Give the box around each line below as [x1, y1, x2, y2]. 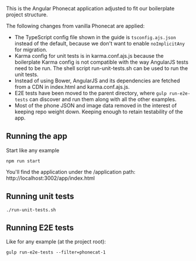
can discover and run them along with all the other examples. [29, 96, 177, 103]
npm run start [6, 158, 41, 164]
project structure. [6, 11, 48, 18]
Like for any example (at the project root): [6, 238, 106, 245]
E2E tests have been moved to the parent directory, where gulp [14, 90, 167, 96]
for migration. [14, 46, 48, 53]
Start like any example [6, 147, 60, 154]
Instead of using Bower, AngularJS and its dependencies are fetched [14, 77, 180, 84]
